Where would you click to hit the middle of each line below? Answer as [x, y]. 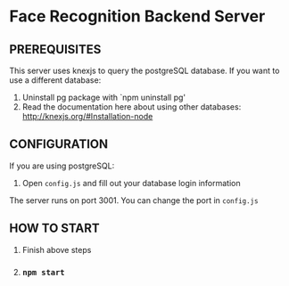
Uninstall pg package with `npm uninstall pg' [104, 97]
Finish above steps [57, 249]
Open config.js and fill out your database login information [131, 183]
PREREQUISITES [55, 49]
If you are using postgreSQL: [62, 166]
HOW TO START [54, 229]
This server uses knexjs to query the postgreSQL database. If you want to [144, 70]
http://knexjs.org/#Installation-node [87, 116]
